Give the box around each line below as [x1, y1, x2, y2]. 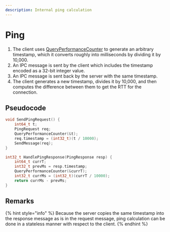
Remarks [5, 197, 35, 206]
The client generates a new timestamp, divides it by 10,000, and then [12, 78, 157, 84]
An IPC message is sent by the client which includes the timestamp [12, 62, 153, 68]
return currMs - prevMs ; [14, 178, 67, 183]
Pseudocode [5, 103, 47, 112]
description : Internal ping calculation [5, 7, 92, 13]
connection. [12, 89, 38, 95]
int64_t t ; [14, 122, 38, 127]
